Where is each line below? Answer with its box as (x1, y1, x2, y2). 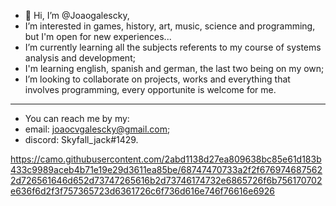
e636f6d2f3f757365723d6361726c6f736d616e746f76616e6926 (10, 185, 275, 197)
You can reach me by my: (24, 113, 130, 124)
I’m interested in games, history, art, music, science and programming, (24, 20, 316, 32)
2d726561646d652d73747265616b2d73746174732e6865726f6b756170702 (10, 175, 323, 186)
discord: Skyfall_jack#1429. (24, 134, 139, 145)
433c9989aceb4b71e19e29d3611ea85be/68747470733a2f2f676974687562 (10, 164, 323, 175)
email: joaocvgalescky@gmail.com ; (24, 123, 171, 135)
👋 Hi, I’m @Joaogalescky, (24, 10, 130, 21)
